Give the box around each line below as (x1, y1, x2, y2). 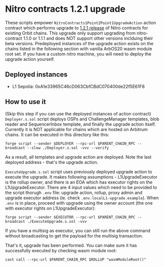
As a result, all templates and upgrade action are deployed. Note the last (5, 154, 152, 160)
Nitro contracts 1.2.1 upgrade (5, 3, 126, 15)
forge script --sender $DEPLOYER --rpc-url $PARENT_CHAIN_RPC (5, 141, 135, 146)
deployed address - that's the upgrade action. (5, 159, 98, 165)
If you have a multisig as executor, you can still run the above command (5, 227, 151, 234)
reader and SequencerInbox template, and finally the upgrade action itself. (5, 121, 156, 127)
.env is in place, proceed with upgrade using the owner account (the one (5, 200, 153, 206)
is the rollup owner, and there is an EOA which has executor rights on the (5, 179, 153, 185)
